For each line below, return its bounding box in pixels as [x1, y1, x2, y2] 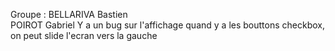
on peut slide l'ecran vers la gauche [10, 30, 158, 41]
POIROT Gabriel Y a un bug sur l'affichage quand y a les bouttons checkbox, [10, 19, 325, 31]
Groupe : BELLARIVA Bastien [10, 9, 128, 20]
